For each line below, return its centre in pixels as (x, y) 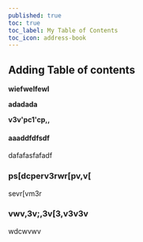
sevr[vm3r (25, 193)
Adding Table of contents (72, 69)
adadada (23, 105)
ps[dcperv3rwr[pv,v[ (50, 176)
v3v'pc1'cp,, (29, 120)
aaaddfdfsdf (29, 138)
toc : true (24, 23)
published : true (35, 15)
